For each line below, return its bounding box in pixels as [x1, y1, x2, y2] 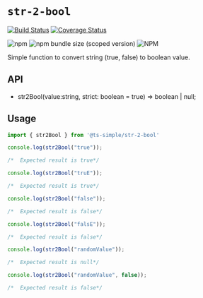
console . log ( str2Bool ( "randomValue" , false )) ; [7, 272, 147, 279]
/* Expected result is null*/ [7, 259, 100, 266]
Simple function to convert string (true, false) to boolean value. [7, 53, 191, 61]
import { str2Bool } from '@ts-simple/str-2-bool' [7, 131, 160, 138]
